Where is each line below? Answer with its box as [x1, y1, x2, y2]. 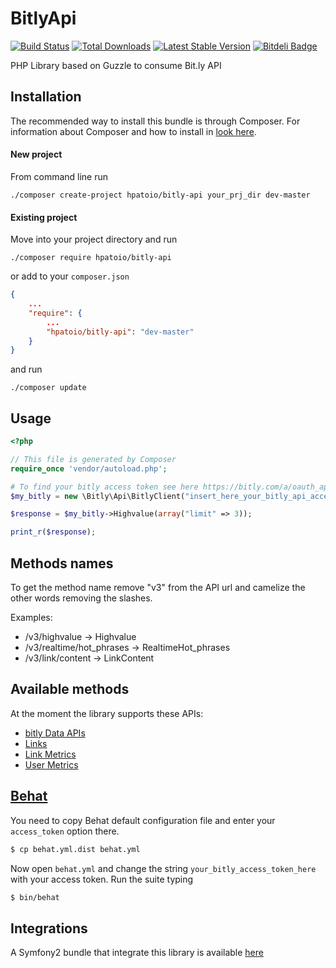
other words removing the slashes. [10, 592, 153, 604]
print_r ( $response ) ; [10, 527, 97, 537]
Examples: [10, 612, 53, 624]
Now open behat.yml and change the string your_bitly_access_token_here [10, 862, 317, 874]
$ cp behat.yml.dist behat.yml [10, 844, 141, 854]
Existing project [10, 211, 78, 223]
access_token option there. [10, 825, 120, 837]
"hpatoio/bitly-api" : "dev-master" [46, 327, 195, 337]
